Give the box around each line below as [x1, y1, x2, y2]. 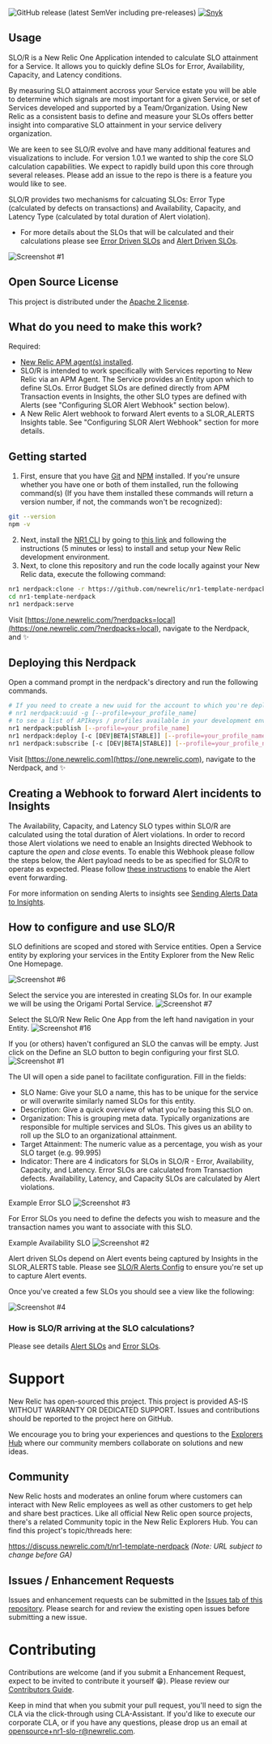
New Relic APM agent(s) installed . [19, 357, 134, 367]
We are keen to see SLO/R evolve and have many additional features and [8, 144, 251, 154]
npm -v [8, 520, 31, 528]
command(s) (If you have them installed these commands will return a [19, 489, 253, 498]
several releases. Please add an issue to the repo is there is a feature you [8, 170, 253, 180]
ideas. [8, 1447, 29, 1456]
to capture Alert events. [8, 1271, 87, 1280]
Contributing [8, 1641, 96, 1659]
